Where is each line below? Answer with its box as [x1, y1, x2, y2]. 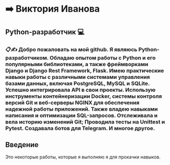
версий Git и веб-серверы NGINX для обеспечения [5, 99, 140, 106]
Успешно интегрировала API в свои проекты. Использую [5, 86, 156, 93]
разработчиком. [5, 54, 49, 61]
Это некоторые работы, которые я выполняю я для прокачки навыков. [5, 154, 161, 160]
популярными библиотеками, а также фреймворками [5, 60, 149, 68]
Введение [5, 140, 39, 149]
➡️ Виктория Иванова [5, 3, 100, 15]
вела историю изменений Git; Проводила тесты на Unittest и [5, 118, 165, 125]
